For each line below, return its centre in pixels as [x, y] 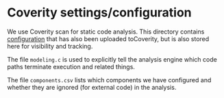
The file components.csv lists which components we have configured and [109, 79]
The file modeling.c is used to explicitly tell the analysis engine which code [112, 59]
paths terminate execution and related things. [71, 66]
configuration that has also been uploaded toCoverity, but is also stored [108, 38]
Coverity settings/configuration [99, 13]
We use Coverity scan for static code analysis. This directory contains [106, 32]
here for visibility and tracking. [50, 46]
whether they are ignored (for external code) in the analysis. [92, 87]
